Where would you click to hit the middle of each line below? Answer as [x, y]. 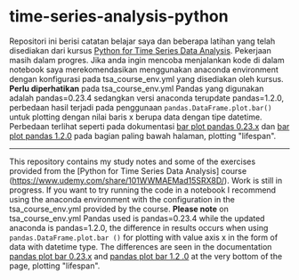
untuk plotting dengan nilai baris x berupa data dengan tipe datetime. [136, 117]
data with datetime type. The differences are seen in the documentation [141, 246]
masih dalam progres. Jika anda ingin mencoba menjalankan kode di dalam [147, 60]
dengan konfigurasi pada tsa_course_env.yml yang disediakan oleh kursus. [146, 78]
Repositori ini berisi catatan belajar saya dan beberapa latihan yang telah [142, 41]
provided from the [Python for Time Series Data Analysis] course [128, 170]
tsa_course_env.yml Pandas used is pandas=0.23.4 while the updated [137, 218]
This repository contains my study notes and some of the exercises [133, 161]
